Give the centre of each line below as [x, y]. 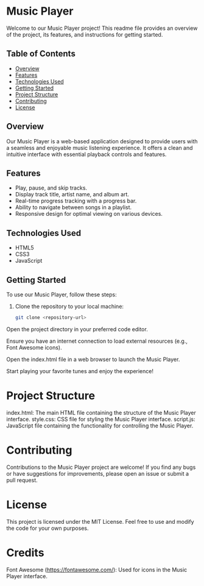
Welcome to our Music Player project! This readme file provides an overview [102, 28]
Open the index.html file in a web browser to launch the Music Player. [93, 359]
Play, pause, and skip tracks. [51, 188]
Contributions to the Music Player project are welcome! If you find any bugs [101, 467]
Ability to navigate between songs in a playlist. [73, 207]
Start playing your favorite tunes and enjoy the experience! [80, 371]
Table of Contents [41, 54]
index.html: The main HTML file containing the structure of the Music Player [101, 412]
